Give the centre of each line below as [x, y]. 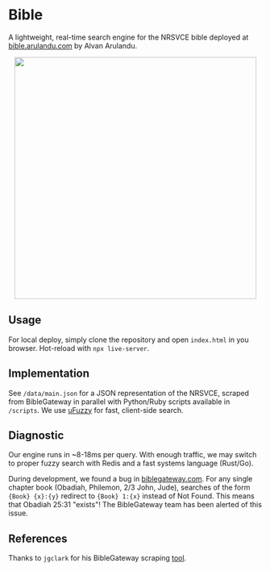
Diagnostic [36, 435]
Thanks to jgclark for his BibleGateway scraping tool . [98, 558]
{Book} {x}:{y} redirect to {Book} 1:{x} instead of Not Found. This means [132, 496]
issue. [18, 513]
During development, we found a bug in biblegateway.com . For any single [131, 479]
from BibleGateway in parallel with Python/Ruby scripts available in [119, 402]
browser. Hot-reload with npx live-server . [79, 348]
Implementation [49, 374]
